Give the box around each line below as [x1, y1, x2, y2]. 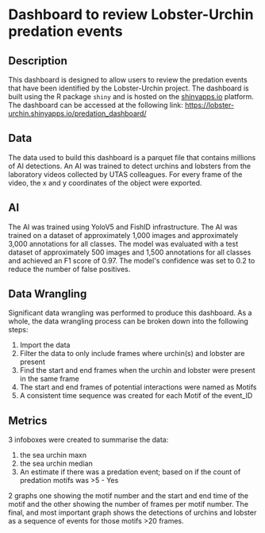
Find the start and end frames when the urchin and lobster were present [19, 366, 255, 375]
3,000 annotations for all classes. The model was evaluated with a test [8, 239, 239, 248]
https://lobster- [185, 101, 235, 109]
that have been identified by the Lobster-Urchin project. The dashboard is [8, 83, 249, 93]
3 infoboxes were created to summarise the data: [8, 435, 169, 445]
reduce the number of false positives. [8, 264, 131, 274]
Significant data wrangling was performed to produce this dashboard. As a [8, 308, 252, 318]
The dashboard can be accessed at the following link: [8, 101, 184, 109]
